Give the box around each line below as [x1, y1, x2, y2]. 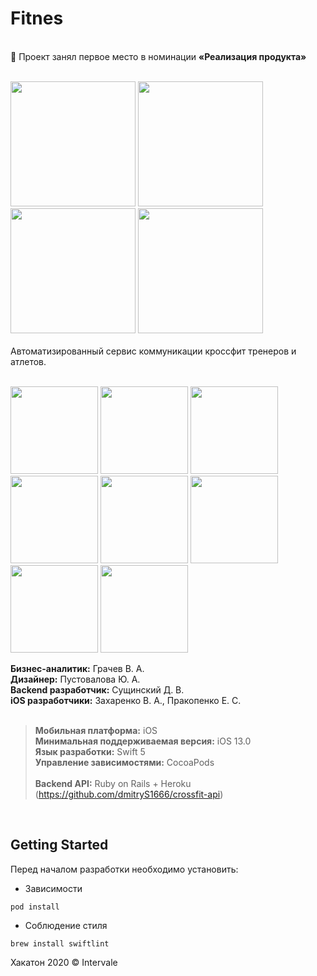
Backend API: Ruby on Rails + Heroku [34, 777, 192, 789]
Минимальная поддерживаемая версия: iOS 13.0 [34, 735, 252, 747]
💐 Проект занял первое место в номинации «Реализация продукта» [10, 50, 307, 62]
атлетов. [10, 355, 47, 367]
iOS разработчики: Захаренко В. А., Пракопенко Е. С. [10, 694, 242, 706]
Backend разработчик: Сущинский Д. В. [10, 683, 185, 696]
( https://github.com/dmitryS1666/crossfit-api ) [34, 788, 224, 800]
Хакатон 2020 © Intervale [10, 956, 118, 968]
